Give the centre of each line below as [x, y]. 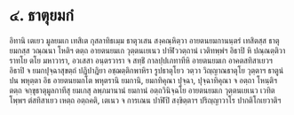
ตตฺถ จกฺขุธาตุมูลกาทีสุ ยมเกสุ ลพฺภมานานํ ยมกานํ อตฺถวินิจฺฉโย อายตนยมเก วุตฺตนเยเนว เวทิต [142, 90]
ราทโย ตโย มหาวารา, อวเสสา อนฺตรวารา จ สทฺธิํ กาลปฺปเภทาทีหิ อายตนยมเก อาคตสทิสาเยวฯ [141, 60]
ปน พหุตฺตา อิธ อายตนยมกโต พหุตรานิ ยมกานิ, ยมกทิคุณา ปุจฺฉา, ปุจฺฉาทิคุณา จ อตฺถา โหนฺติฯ [143, 80]
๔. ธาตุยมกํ [41, 15]
